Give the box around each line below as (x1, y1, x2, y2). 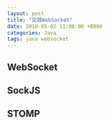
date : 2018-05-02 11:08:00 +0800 (7, 23, 103, 30)
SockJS (7, 84, 41, 96)
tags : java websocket (7, 36, 69, 43)
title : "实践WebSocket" (7, 17, 73, 23)
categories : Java (7, 29, 57, 37)
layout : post (7, 10, 45, 17)
